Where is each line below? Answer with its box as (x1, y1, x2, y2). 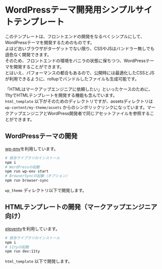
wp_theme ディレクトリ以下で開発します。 (5, 188, 87, 193)
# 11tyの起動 (5, 244, 29, 250)
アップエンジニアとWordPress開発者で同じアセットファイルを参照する (9, 110, 150, 116)
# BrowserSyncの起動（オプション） (5, 174, 69, 178)
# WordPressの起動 (5, 164, 40, 170)
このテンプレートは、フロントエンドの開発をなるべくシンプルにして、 (5, 33, 145, 39)
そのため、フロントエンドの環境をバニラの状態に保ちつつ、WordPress (5, 58, 146, 63)
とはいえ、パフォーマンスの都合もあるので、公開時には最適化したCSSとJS (5, 70, 155, 76)
